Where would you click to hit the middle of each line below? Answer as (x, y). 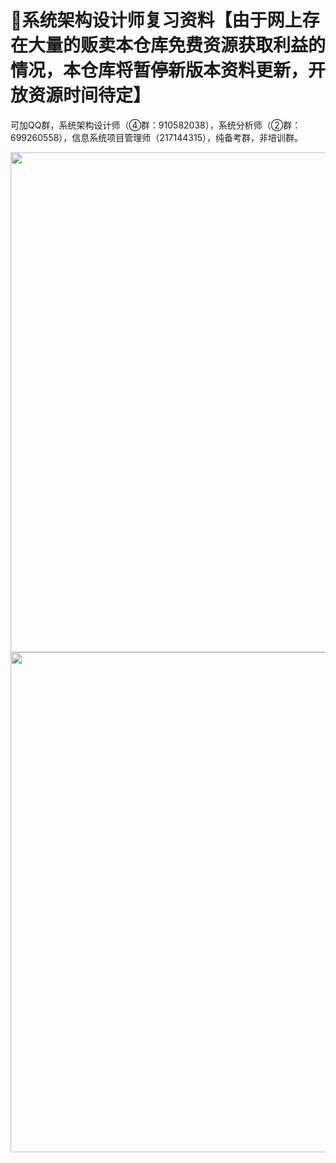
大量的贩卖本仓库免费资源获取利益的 (177, 45)
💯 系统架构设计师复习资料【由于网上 (156, 20)
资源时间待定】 (90, 95)
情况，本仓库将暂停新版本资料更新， (159, 70)
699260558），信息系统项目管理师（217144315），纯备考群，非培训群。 (156, 137)
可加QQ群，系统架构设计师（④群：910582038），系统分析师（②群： (156, 125)
